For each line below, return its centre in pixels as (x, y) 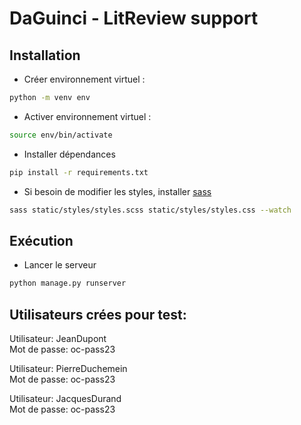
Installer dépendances (69, 154)
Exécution (41, 240)
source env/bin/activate (61, 135)
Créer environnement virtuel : (84, 79)
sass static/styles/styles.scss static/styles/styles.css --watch (150, 210)
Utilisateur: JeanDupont (58, 338)
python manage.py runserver (68, 283)
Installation (45, 55)
